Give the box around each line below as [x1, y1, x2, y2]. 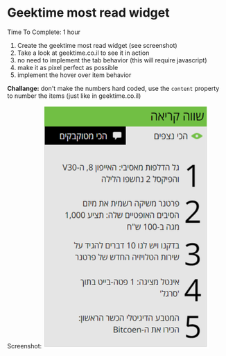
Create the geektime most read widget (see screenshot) [17, 41, 178, 49]
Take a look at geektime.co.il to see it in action [17, 49, 150, 57]
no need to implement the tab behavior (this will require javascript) [17, 56, 207, 64]
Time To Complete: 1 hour [7, 28, 81, 36]
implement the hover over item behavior [17, 71, 132, 79]
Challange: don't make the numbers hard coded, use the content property [7, 84, 220, 92]
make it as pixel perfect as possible [17, 63, 119, 71]
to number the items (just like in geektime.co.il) [7, 92, 141, 100]
